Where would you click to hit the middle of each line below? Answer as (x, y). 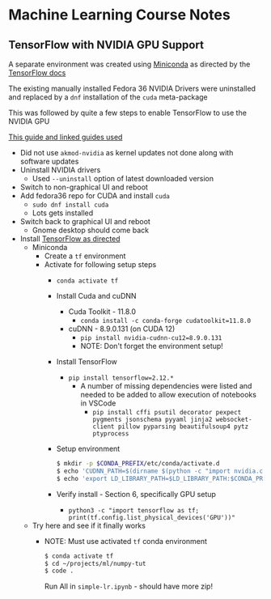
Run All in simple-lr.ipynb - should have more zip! (128, 586)
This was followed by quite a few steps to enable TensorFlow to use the (127, 113)
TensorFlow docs (37, 73)
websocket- (234, 419)
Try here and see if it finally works (89, 525)
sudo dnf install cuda (70, 205)
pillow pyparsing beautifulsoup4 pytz (183, 427)
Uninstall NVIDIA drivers (60, 170)
